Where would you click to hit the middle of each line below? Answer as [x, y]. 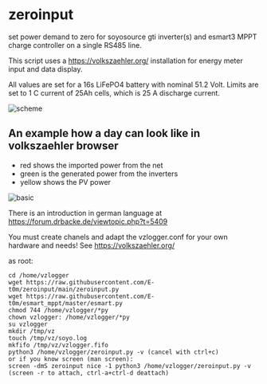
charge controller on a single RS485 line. [75, 45]
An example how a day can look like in [104, 133]
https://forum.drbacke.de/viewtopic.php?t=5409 [88, 221]
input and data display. [45, 69]
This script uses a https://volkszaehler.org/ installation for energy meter [126, 61]
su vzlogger [28, 324]
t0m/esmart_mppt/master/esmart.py [66, 303]
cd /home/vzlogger [39, 275]
